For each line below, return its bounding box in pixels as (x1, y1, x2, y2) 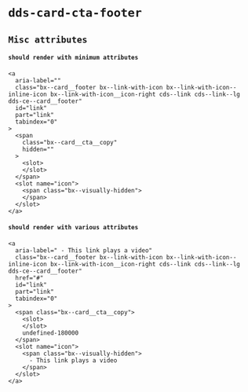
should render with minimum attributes (8, 53, 139, 62)
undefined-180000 (22, 328, 79, 337)
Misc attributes (8, 34, 88, 45)
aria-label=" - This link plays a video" (15, 246, 153, 255)
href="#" (15, 273, 44, 282)
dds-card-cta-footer (8, 5, 143, 20)
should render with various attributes (8, 224, 139, 232)
